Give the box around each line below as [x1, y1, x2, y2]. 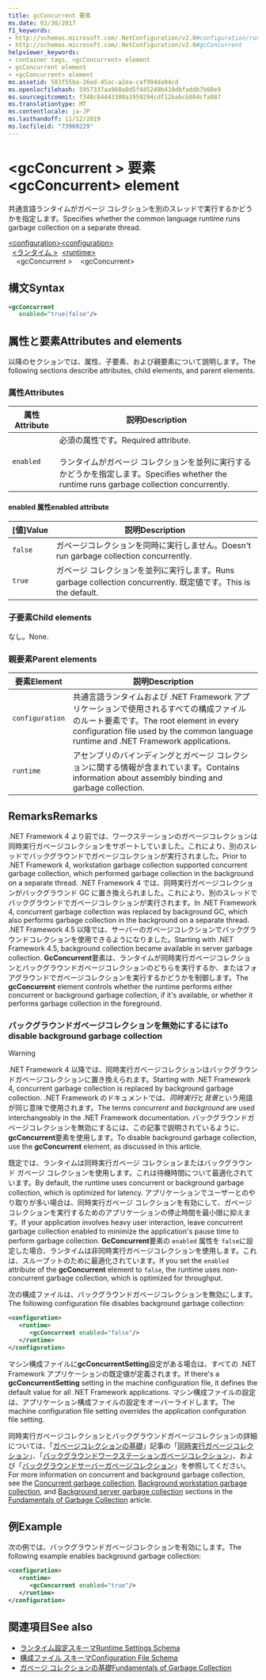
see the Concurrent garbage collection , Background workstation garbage [8, 1478, 248, 1488]
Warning [8, 1049, 36, 1058]
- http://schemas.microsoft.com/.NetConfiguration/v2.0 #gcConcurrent [8, 41, 243, 49]
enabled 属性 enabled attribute [8, 502, 109, 512]
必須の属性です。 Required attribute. [59, 434, 192, 446]
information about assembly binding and [72, 772, 223, 783]
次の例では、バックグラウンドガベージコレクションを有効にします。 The [8, 1543, 242, 1552]
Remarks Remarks [8, 809, 98, 823]
